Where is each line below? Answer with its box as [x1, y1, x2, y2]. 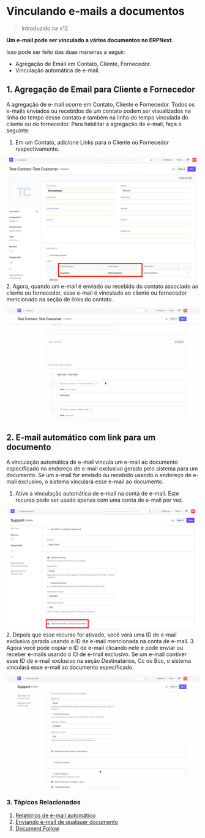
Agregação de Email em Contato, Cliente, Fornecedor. [15, 60, 152, 67]
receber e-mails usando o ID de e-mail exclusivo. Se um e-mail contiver [6, 651, 187, 658]
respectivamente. [15, 145, 60, 153]
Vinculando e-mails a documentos [6, 4, 185, 18]
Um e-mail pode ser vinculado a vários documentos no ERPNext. [6, 36, 174, 43]
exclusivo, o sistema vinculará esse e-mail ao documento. [18, 478, 164, 485]
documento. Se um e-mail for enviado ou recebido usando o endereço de [6, 471, 192, 478]
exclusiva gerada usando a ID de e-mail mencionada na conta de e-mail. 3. [6, 637, 195, 644]
